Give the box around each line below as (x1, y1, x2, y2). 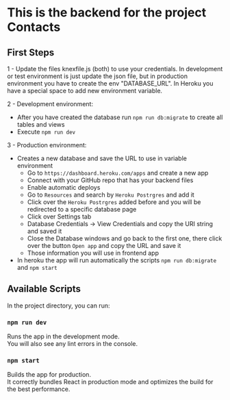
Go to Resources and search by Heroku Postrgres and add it (27, 190, 195, 199)
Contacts (7, 19, 61, 35)
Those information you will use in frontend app (27, 249, 159, 257)
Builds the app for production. (7, 371, 91, 379)
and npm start (16, 264, 57, 271)
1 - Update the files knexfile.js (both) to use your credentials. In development (7, 65, 223, 73)
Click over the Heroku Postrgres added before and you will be (27, 198, 201, 206)
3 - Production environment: (7, 141, 87, 149)
